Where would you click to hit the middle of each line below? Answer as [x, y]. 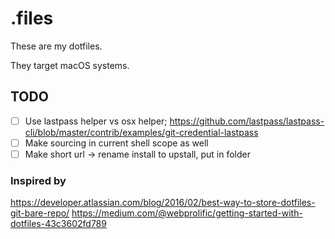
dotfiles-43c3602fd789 [58, 224]
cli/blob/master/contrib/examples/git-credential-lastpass [141, 132]
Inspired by [38, 180]
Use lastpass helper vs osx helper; [96, 121]
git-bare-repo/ [40, 213]
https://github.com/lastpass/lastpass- [247, 121]
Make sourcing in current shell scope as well [116, 143]
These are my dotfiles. [56, 46]
